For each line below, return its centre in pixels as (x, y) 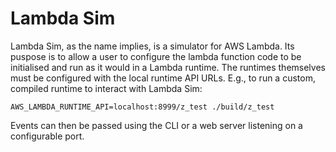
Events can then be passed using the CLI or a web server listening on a (156, 125)
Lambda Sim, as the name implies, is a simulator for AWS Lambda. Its (152, 46)
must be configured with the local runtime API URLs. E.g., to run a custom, (163, 78)
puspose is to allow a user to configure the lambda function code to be (156, 56)
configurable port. (47, 136)
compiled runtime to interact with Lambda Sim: (106, 88)
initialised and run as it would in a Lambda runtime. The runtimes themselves (168, 67)
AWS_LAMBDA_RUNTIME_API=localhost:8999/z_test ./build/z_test (142, 107)
